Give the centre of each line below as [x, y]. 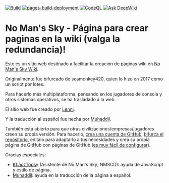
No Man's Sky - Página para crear [77, 28]
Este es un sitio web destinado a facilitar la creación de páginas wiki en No [83, 64]
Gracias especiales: [26, 155]
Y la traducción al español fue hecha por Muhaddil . [58, 119]
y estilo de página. [32, 170]
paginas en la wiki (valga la [63, 39]
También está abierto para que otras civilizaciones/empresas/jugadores [80, 128]
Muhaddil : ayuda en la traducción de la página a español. [72, 175]
